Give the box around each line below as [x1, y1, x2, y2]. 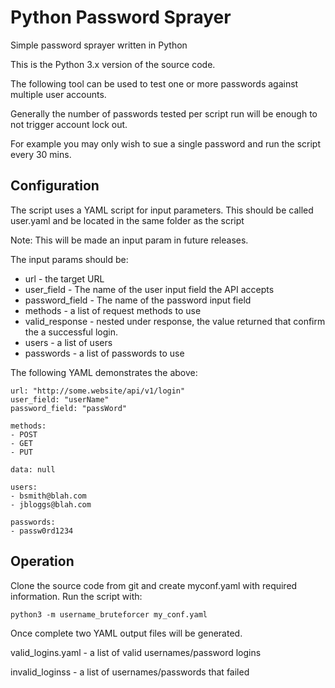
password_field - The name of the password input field [24, 294, 252, 306]
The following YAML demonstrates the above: [10, 366, 198, 378]
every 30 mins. [10, 148, 72, 160]
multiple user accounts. [10, 88, 107, 100]
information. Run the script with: [10, 590, 143, 602]
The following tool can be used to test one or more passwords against [10, 77, 299, 90]
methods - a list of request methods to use [24, 304, 202, 316]
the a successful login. [24, 326, 119, 338]
